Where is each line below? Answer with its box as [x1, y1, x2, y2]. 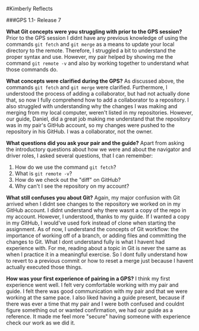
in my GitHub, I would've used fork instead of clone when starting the [6, 219, 176, 226]
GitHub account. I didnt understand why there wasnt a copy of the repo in [6, 207, 187, 213]
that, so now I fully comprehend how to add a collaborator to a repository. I [6, 96, 189, 103]
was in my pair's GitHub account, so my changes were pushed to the [6, 122, 175, 128]
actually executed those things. [6, 264, 83, 270]
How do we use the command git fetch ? [14, 163, 116, 171]
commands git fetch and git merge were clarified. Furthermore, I [6, 84, 168, 91]
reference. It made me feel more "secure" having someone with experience [6, 313, 191, 320]
